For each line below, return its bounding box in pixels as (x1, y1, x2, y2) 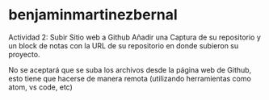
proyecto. (8, 49, 40, 59)
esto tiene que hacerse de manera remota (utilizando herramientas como (8, 73, 252, 83)
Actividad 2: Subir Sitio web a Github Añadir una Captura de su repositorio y (8, 32, 261, 42)
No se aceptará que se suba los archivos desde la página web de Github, (8, 65, 252, 74)
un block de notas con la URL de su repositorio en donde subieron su (8, 40, 239, 50)
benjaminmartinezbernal (8, 6, 178, 24)
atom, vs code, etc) (8, 82, 73, 92)
